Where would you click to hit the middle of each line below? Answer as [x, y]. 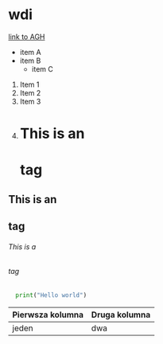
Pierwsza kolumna [48, 315]
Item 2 [30, 92]
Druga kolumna [121, 315]
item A [30, 52]
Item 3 [30, 101]
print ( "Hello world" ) [51, 295]
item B [30, 61]
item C [43, 68]
